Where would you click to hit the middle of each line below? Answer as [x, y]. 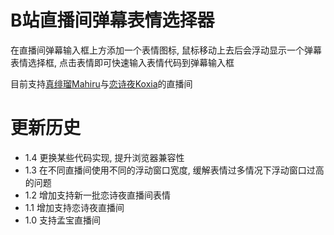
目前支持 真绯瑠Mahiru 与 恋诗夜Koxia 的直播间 [101, 83]
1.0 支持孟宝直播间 [62, 220]
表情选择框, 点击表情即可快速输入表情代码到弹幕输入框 [122, 62]
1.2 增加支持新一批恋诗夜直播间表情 [97, 195]
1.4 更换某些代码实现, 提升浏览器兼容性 [104, 157]
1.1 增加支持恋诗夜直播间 [74, 207]
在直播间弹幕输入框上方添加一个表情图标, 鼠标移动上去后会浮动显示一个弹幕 [166, 50]
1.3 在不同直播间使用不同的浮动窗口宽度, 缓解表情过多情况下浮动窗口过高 [174, 170]
